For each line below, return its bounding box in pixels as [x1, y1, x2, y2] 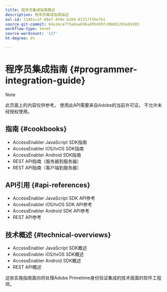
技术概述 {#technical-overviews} [5, 231, 111, 239]
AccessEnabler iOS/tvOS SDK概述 [12, 251, 84, 257]
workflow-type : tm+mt [5, 26, 51, 31]
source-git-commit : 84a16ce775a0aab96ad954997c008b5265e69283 [5, 21, 140, 27]
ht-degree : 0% [5, 36, 36, 41]
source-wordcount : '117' [5, 31, 58, 36]
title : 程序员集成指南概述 [5, 7, 56, 13]
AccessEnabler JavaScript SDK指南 [12, 139, 87, 145]
